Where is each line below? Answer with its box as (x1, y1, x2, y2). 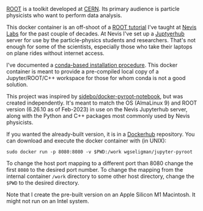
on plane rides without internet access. (6, 50, 105, 57)
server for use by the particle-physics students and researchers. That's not (6, 37, 196, 43)
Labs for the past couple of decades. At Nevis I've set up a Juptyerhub (6, 30, 185, 37)
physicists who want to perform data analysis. (6, 12, 122, 19)
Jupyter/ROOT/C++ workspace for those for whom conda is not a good (6, 75, 186, 81)
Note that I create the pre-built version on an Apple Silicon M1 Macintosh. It (6, 191, 196, 198)
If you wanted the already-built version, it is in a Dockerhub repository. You (6, 131, 195, 138)
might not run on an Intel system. (6, 198, 90, 204)
